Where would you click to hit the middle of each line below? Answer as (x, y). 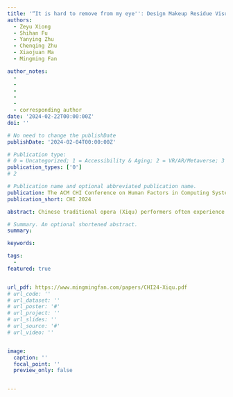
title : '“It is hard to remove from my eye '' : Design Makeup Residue (110, 14)
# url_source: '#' (34, 326)
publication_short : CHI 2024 (49, 199)
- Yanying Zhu (34, 40)
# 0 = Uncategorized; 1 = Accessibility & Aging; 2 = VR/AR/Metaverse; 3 (116, 161)
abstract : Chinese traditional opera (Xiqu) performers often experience (116, 212)
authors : (20, 20)
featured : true (29, 269)
